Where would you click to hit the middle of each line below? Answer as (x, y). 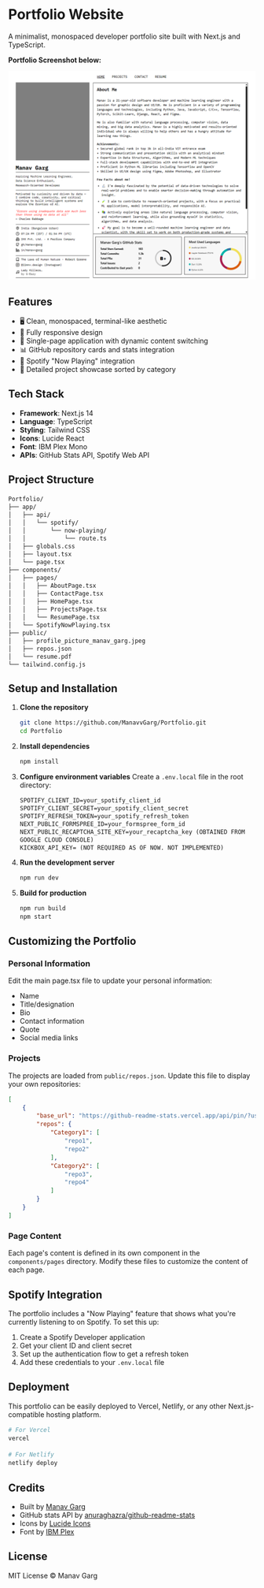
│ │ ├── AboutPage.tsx (52, 586)
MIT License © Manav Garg (53, 1575)
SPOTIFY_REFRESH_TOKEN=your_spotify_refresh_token (104, 816)
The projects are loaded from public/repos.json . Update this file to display (129, 1075)
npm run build (42, 908)
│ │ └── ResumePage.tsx (54, 617)
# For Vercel (29, 1430)
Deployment (39, 1387)
